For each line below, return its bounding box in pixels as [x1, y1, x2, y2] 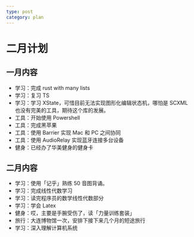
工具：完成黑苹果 [14, 121, 57, 129]
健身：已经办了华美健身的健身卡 [14, 144, 93, 151]
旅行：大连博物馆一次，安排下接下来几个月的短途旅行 [14, 217, 146, 224]
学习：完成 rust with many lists [14, 84, 90, 91]
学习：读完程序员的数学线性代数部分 [14, 195, 104, 202]
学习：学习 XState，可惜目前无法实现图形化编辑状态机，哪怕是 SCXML [14, 99, 189, 106]
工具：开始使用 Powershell [14, 114, 80, 121]
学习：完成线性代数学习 [14, 187, 73, 194]
